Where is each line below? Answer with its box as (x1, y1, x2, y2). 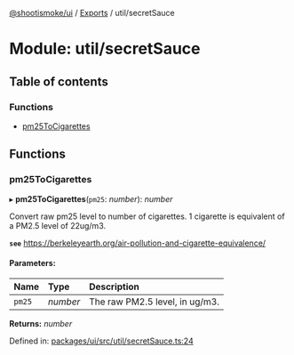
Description (88, 280, 140, 293)
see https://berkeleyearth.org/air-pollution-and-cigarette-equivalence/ (9, 238, 266, 248)
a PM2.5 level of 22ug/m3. (9, 220, 107, 230)
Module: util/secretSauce (9, 39, 201, 59)
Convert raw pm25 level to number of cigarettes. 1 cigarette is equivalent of (9, 211, 286, 222)
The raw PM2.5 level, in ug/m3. (88, 295, 220, 308)
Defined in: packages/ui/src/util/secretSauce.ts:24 (9, 335, 194, 346)
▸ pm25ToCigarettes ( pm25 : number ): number (9, 193, 173, 204)
